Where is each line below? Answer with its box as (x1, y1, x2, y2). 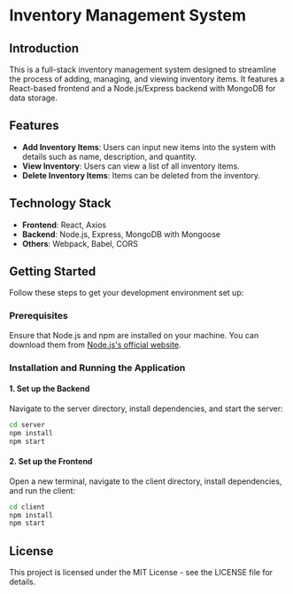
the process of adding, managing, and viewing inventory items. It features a (9, 74, 285, 84)
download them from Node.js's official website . (9, 339, 181, 350)
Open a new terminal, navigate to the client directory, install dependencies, (9, 476, 282, 487)
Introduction (9, 41, 80, 56)
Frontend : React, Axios (21, 219, 107, 230)
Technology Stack (9, 196, 112, 211)
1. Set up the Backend (9, 384, 90, 394)
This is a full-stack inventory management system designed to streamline (9, 64, 277, 75)
